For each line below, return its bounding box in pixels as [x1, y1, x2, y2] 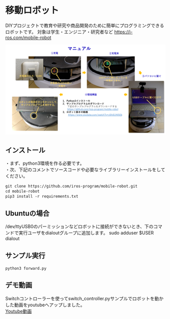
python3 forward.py [5, 266, 47, 271]
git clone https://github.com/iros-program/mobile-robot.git [5, 184, 138, 189]
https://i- [114, 28, 133, 35]
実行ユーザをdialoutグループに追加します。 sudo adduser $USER [18, 230, 154, 236]
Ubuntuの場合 [5, 209, 50, 217]
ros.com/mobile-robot [5, 34, 52, 41]
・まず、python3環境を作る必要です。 [5, 161, 85, 167]
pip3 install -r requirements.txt [5, 194, 79, 199]
